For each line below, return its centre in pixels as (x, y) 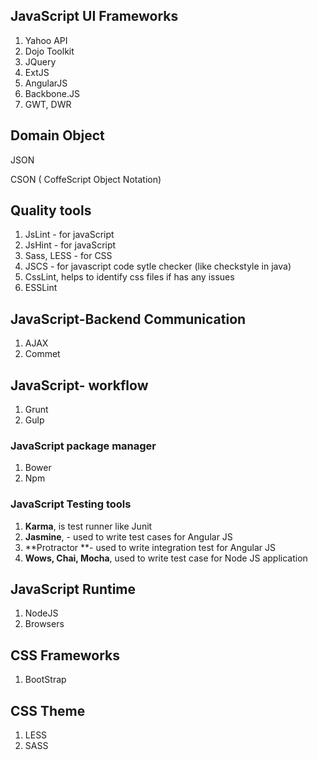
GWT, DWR (48, 104)
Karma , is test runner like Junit (88, 526)
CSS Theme (48, 710)
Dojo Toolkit (49, 51)
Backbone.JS (52, 93)
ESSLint (41, 288)
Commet (42, 354)
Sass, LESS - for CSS (68, 256)
